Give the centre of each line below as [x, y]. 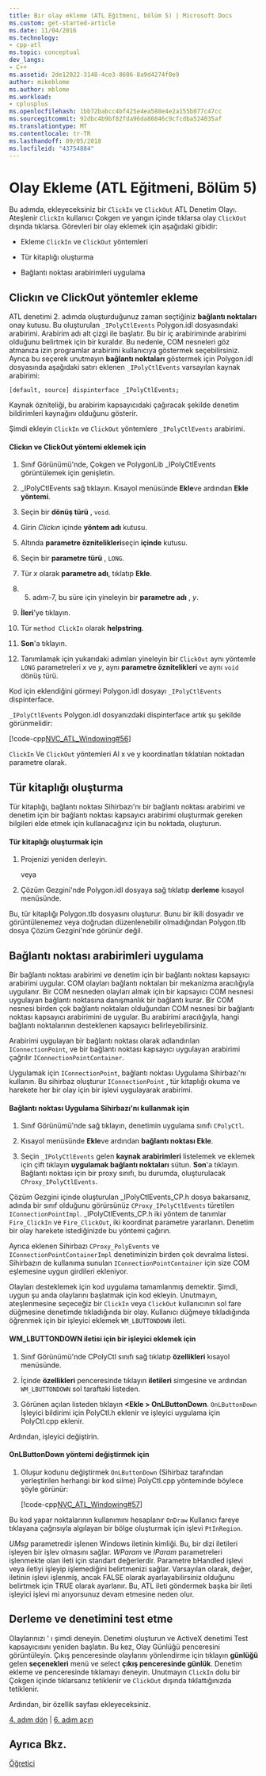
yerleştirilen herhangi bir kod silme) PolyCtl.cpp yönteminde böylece [132, 1480]
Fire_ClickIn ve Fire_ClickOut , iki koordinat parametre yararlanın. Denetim [132, 1222]
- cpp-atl [25, 45]
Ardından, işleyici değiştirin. [54, 1436]
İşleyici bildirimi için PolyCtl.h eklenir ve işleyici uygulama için [120, 1413]
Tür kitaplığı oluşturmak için [56, 841]
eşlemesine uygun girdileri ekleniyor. [69, 1271]
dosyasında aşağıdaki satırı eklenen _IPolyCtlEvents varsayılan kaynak [125, 367]
